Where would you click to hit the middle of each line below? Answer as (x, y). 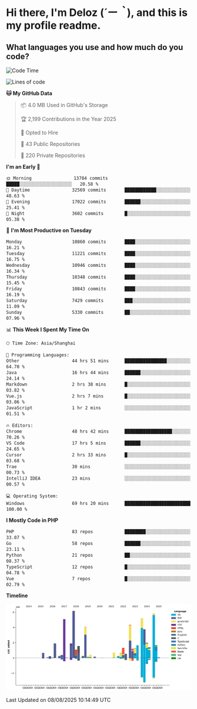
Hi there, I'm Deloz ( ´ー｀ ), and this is (97, 13)
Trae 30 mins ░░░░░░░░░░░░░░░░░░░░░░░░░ (98, 467)
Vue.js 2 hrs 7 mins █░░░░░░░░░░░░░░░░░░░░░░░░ (98, 396)
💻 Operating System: (32, 496)
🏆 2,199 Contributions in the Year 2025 (68, 119)
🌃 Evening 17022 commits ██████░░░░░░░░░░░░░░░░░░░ (98, 202)
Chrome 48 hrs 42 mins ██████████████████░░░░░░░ (98, 432)
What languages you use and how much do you (95, 47)
